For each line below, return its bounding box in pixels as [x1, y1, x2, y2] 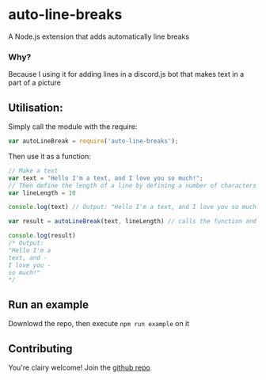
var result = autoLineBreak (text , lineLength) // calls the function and [8, 218, 257, 226]
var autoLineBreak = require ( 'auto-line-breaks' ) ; [8, 137, 179, 146]
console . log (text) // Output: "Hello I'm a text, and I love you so [8, 203, 239, 211]
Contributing [8, 342, 73, 355]
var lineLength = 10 [8, 188, 77, 197]
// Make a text [8, 166, 59, 175]
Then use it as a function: [8, 151, 91, 161]
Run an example [8, 298, 89, 311]
